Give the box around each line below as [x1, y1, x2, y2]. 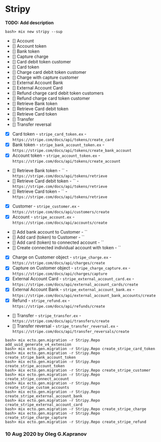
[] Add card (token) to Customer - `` [12, 235, 85, 240]
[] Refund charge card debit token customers [12, 90, 104, 96]
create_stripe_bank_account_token [5, 355, 76, 360]
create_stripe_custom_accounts [5, 385, 69, 390]
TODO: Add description [5, 20, 54, 26]
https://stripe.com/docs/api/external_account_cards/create [12, 282, 138, 287]
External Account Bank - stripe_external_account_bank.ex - [12, 287, 135, 293]
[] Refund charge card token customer [12, 95, 90, 101]
